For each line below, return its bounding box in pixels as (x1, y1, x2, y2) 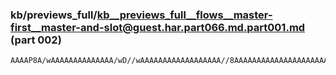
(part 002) (10, 33, 62, 47)
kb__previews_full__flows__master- (96, 8, 273, 22)
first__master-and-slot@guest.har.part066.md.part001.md (10, 20, 306, 34)
